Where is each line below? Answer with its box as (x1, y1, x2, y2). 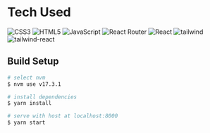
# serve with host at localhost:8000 (7, 113, 118, 120)
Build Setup (7, 56, 59, 68)
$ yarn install (7, 100, 52, 107)
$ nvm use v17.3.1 (7, 80, 61, 88)
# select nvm (7, 74, 46, 81)
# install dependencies (7, 93, 78, 101)
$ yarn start (7, 119, 46, 127)
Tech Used (7, 4, 72, 20)
